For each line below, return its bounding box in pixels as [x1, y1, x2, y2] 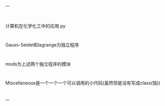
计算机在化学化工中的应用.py [5, 23, 66, 29]
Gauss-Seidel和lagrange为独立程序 [5, 42, 79, 48]
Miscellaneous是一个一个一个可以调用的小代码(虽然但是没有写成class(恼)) [5, 79, 161, 86]
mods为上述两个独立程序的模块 [5, 61, 71, 67]
